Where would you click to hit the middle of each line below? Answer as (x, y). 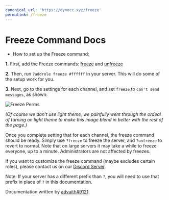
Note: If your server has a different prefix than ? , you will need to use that (82, 177)
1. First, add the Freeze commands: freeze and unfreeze (64, 64)
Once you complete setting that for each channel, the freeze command (80, 135)
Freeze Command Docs (56, 40)
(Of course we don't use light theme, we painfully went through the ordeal (83, 114)
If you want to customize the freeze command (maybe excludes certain (80, 161)
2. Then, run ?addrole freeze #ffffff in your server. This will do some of (82, 74)
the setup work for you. (30, 79)
